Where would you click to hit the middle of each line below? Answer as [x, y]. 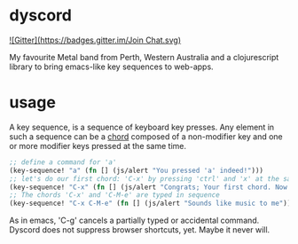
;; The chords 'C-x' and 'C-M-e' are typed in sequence [114, 195]
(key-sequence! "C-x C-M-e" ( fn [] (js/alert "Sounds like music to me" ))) [152, 204]
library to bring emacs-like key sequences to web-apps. [112, 67]
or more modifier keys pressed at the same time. [98, 146]
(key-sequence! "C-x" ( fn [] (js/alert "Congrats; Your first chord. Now [149, 187]
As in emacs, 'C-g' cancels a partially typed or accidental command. [134, 220]
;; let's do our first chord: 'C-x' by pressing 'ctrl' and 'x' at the [144, 178]
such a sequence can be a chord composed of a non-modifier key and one [146, 136]
